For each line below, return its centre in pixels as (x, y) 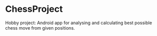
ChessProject (34, 9)
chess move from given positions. (40, 28)
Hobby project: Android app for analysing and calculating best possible (78, 23)
